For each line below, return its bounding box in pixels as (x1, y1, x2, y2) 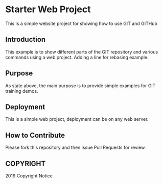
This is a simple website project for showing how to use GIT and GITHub (5, 20, 157, 27)
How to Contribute (5, 131, 65, 140)
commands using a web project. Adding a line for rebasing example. (5, 54, 149, 60)
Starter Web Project (5, 4, 91, 15)
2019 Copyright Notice (5, 173, 53, 179)
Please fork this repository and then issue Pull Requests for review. (5, 144, 146, 151)
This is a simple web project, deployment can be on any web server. (5, 116, 149, 122)
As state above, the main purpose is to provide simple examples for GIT (5, 83, 156, 89)
